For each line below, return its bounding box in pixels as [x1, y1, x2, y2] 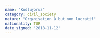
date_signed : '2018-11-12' [5, 26, 61, 31]
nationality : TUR [5, 21, 41, 26]
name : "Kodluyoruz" [5, 7, 45, 12]
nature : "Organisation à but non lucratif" [5, 16, 96, 21]
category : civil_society [5, 12, 56, 17]
